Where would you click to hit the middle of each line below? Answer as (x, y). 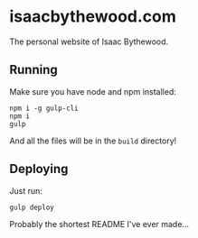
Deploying (39, 169)
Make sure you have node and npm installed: (93, 91)
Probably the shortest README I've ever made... (99, 224)
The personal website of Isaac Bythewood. (89, 41)
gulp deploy (32, 207)
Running (34, 70)
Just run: (26, 190)
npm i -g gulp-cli (44, 108)
